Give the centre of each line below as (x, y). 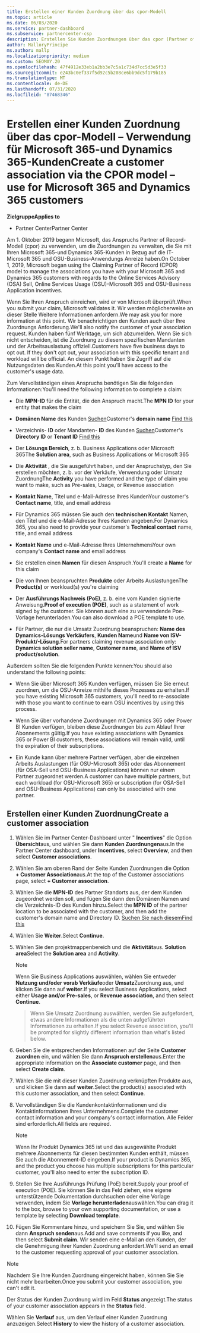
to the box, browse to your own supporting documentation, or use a (98, 1209)
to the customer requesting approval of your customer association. (97, 1252)
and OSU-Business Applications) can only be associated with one (96, 789)
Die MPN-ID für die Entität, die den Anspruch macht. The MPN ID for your (104, 401)
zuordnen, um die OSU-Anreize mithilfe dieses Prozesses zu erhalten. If (102, 690)
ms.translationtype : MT (36, 78)
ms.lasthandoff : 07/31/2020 (42, 89)
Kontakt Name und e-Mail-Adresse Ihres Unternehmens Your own (95, 545)
